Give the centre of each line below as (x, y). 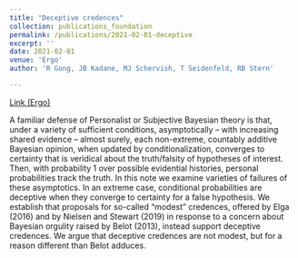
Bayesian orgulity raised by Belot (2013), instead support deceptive (135, 226)
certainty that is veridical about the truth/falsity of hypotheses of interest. (146, 158)
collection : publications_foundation (81, 26)
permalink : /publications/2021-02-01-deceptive (101, 35)
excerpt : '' (32, 43)
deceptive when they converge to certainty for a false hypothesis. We (140, 197)
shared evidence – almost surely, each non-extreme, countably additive (143, 139)
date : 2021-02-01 (42, 52)
